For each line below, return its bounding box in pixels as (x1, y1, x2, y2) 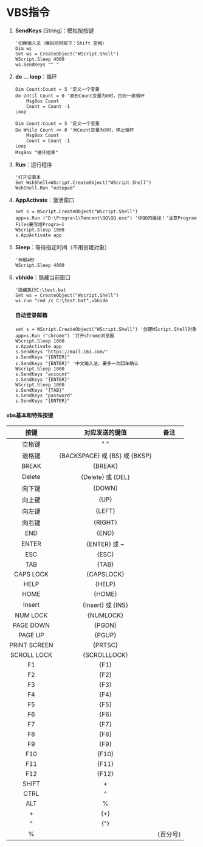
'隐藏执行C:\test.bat (15, 287, 67, 293)
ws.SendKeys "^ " (15, 62, 60, 68)
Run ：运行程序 (15, 161, 53, 168)
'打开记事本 (15, 174, 41, 180)
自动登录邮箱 (15, 311, 47, 319)
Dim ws (15, 45, 32, 52)
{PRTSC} (93, 641, 119, 650)
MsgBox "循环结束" (15, 149, 58, 155)
